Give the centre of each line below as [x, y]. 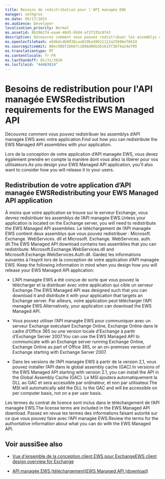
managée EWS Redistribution [65, 100]
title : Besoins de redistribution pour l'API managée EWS [66, 10]
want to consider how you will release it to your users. [60, 170]
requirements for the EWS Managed [80, 110]
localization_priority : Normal [37, 28]
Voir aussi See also [34, 444]
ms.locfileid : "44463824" [31, 65]
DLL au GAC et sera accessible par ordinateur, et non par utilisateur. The [85, 382]
